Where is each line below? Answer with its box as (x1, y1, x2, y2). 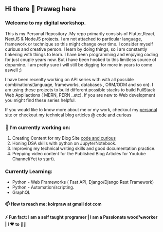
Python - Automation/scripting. (12, 184, 74, 190)
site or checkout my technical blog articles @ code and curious (5, 112, 132, 118)
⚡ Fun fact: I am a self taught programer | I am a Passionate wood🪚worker (5, 214, 158, 220)
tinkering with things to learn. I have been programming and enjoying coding (5, 51, 158, 57)
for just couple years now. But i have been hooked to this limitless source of (5, 57, 157, 63)
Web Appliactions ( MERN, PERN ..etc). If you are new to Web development (5, 92, 156, 98)
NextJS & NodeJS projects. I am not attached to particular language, (5, 36, 143, 42)
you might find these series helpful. (5, 97, 76, 103)
